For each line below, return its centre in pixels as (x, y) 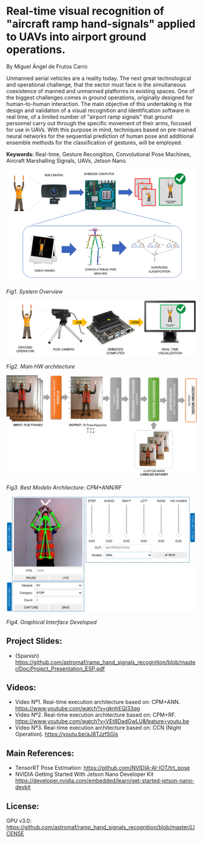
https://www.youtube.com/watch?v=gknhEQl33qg (77, 709)
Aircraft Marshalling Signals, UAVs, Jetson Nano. (67, 160)
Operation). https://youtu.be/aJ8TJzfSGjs (66, 734)
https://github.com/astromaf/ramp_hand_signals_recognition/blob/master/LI (101, 827)
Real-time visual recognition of (85, 11)
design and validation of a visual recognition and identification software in (98, 110)
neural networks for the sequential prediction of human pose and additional (100, 136)
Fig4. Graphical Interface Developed (52, 622)
